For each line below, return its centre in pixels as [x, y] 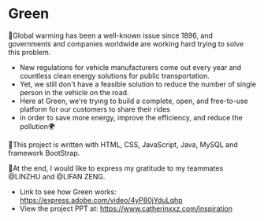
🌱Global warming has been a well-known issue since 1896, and [110, 35]
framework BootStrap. [44, 153]
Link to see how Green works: [68, 192]
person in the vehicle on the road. [74, 92]
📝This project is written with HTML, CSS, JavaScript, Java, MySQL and [123, 144]
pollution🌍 [37, 126]
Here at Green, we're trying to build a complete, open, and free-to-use [134, 101]
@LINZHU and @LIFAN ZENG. [57, 176]
